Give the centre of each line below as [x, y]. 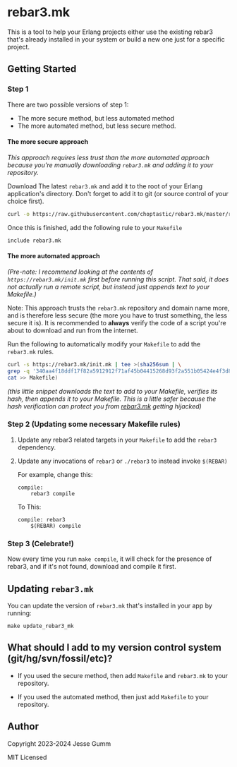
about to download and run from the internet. [73, 330]
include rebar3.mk [34, 241]
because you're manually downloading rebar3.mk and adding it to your [110, 165]
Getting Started [42, 69]
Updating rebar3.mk [50, 589]
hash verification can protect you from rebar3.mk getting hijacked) [105, 406]
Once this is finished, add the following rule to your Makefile [95, 227]
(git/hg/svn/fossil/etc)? [60, 659]
